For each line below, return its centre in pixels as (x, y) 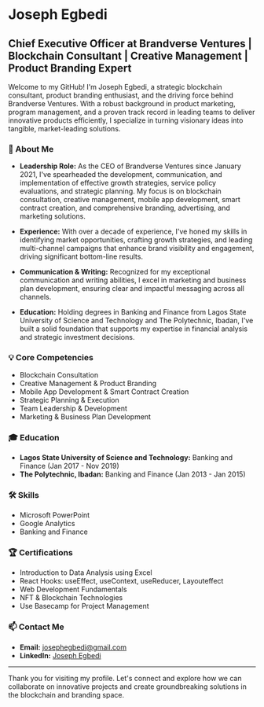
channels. (35, 297)
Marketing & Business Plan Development (85, 416)
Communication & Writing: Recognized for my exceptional (115, 272)
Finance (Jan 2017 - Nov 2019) (69, 466)
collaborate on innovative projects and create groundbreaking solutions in (128, 687)
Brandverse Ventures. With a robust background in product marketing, (122, 103)
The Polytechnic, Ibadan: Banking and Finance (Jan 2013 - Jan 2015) (132, 474)
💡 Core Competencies (51, 358)
